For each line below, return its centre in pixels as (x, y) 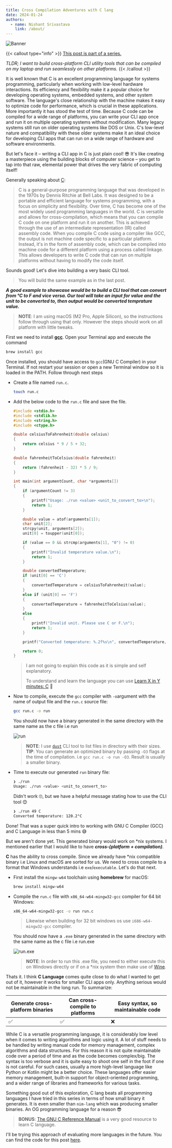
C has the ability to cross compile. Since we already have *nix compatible (83, 856)
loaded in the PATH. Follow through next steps (54, 373)
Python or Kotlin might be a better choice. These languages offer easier (81, 1072)
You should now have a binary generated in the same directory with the (88, 721)
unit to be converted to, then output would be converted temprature (79, 301)
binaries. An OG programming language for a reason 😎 (64, 1109)
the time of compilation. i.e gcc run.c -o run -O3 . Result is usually (95, 757)
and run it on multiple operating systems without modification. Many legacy (85, 122)
